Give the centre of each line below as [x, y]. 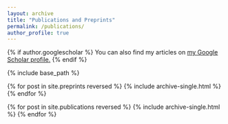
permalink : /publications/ [46, 26]
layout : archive [30, 13]
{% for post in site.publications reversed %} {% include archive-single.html [114, 107]
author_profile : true [38, 33]
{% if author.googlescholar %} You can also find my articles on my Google [113, 52]
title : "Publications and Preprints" [61, 20]
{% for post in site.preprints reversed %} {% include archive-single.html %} [114, 86]
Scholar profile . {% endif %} [47, 60]
